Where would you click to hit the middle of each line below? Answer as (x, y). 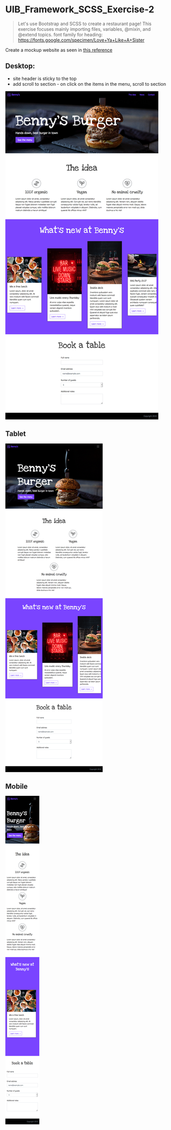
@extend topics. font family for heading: (60, 34)
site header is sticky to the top (45, 79)
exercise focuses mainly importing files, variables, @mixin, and (84, 29)
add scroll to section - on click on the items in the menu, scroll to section (89, 84)
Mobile (17, 786)
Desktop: (20, 66)
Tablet (16, 434)
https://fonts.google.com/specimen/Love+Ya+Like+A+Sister (81, 40)
